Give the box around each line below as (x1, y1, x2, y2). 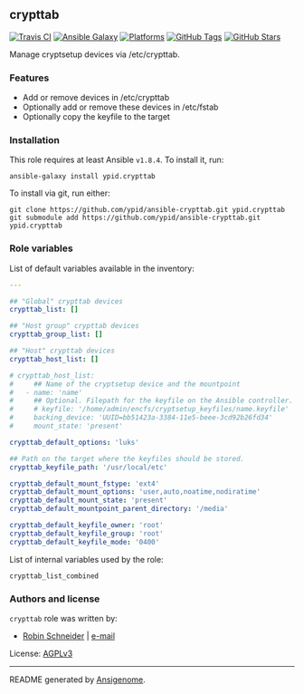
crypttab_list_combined (9, 571, 100, 581)
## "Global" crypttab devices (9, 296, 124, 306)
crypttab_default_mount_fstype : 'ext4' (9, 479, 160, 488)
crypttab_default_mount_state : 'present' (9, 496, 168, 506)
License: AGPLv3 (9, 648, 73, 659)
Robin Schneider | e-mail (22, 631, 116, 641)
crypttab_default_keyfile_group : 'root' (9, 529, 165, 538)
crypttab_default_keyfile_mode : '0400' (9, 537, 160, 546)
